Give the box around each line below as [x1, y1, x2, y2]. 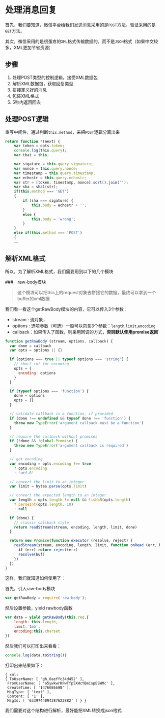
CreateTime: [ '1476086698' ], [7, 685, 71, 690]
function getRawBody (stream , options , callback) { [5, 339, 113, 343]
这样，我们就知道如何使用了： [5, 575, 65, 581]
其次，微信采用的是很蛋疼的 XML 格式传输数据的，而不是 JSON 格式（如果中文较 [5, 38, 159, 44]
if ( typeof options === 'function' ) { [9, 388, 89, 394]
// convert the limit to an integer [9, 479, 84, 484]
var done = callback [9, 343, 52, 348]
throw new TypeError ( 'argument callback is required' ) [14, 443, 129, 448]
